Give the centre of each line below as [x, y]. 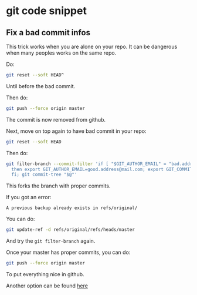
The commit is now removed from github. [56, 119]
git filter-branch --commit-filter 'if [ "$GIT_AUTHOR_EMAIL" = [86, 164]
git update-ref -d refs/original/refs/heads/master [70, 230]
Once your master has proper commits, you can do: [68, 252]
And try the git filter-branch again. [51, 241]
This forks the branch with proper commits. [58, 186]
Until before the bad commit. [40, 86]
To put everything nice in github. [45, 274]
